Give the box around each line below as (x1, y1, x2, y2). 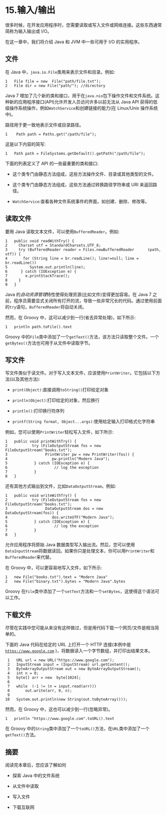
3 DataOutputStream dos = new (5, 506, 103, 511)
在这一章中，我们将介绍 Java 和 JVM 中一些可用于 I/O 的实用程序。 (5, 38, 143, 45)
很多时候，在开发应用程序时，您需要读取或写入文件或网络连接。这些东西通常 (5, 22, 162, 28)
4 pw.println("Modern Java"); (5, 457, 110, 462)
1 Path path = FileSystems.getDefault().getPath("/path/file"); (5, 151, 146, 156)
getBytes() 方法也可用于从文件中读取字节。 (5, 340, 93, 346)
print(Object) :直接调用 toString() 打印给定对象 (12, 387, 109, 393)
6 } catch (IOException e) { (5, 269, 77, 274)
